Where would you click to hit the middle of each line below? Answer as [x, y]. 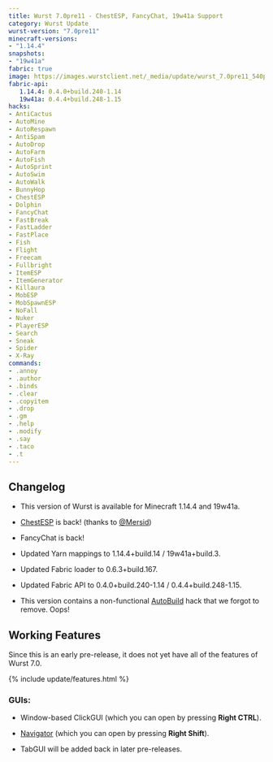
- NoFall [23, 310]
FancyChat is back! [52, 538]
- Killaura [27, 288]
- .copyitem [28, 401]
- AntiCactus [30, 115]
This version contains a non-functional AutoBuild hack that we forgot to [140, 601]
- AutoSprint [30, 167]
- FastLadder [30, 227]
